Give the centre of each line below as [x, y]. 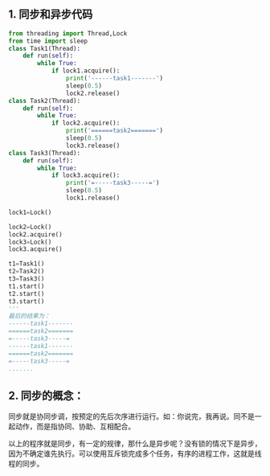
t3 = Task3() [27, 279]
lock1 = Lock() [30, 212]
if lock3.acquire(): [86, 175]
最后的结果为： [29, 316]
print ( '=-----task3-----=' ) [112, 183]
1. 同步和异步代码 [51, 14]
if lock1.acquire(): [86, 71]
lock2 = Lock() [30, 227]
